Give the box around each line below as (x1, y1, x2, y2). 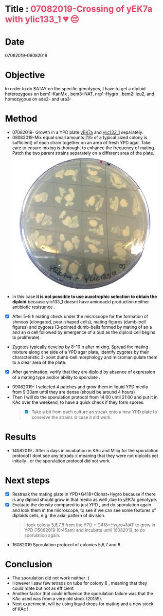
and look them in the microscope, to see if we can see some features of (12, 507, 156, 513)
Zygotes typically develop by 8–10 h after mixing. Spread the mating (12, 344, 148, 350)
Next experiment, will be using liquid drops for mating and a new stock (12, 601, 154, 607)
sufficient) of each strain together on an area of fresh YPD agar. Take (12, 140, 151, 145)
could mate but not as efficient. (12, 585, 75, 591)
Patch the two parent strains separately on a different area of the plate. (12, 150, 155, 156)
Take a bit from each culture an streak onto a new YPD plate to (31, 409, 157, 415)
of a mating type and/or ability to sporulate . (12, 374, 101, 380)
